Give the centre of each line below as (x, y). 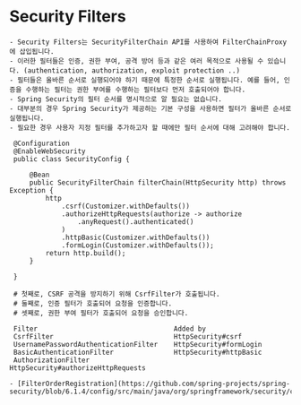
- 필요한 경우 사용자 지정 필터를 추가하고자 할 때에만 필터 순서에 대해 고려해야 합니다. (150, 127)
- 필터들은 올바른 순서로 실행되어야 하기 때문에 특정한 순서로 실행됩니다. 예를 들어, (145, 80)
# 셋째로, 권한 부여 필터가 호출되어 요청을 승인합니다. (101, 313)
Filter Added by (109, 329)
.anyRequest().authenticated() (136, 221)
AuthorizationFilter (52, 360)
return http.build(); (86, 253)
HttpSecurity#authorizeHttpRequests (77, 368)
